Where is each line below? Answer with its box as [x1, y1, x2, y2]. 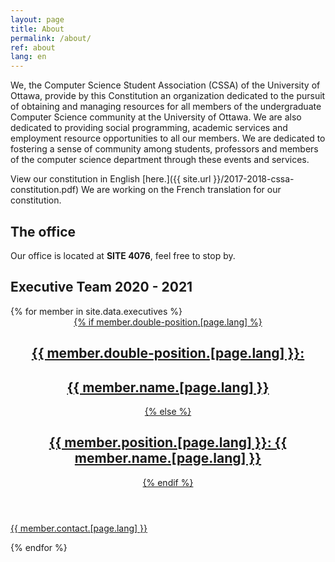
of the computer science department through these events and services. [10, 154, 310, 166]
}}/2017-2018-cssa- [213, 173, 295, 185]
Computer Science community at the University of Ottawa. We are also [10, 111, 302, 123]
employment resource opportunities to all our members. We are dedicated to [10, 132, 326, 145]
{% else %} [144, 405, 192, 417]
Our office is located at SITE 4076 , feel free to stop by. [10, 249, 236, 261]
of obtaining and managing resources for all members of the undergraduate [10, 101, 322, 113]
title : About [10, 24, 65, 34]
